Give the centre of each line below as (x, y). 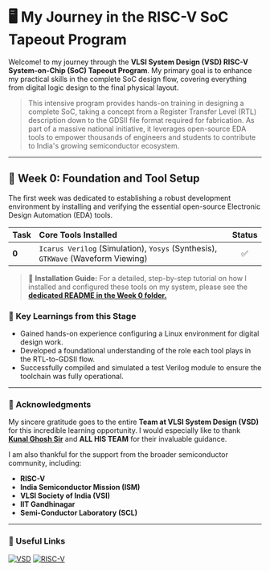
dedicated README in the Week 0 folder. (97, 295)
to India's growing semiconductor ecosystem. (104, 145)
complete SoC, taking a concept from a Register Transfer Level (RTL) (142, 112)
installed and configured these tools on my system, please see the (137, 287)
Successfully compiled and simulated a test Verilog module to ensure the (141, 368)
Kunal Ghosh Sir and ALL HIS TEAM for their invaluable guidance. (118, 439)
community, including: (45, 463)
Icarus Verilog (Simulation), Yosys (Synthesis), (128, 248)
